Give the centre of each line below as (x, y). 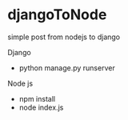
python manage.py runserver (67, 68)
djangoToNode (57, 15)
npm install (37, 98)
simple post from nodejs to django (64, 37)
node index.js (41, 107)
